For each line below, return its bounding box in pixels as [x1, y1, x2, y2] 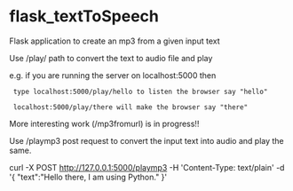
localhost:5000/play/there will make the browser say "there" [12, 102, 249, 112]
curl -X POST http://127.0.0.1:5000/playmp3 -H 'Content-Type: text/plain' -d [9, 162, 285, 172]
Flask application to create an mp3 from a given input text [9, 36, 220, 46]
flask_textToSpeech [9, 6, 160, 27]
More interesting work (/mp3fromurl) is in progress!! [9, 118, 200, 129]
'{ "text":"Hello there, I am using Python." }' [9, 171, 168, 182]
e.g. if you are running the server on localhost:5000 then [9, 69, 217, 81]
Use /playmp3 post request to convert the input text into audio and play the [9, 135, 284, 146]
